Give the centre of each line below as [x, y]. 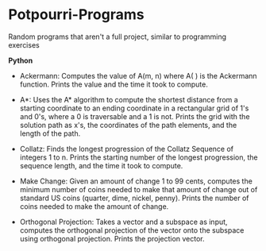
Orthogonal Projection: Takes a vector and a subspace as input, [123, 222]
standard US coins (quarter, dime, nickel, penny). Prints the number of [134, 198]
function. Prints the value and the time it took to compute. [114, 84]
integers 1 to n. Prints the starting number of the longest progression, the [139, 157]
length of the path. [50, 133]
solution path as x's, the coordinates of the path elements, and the [128, 125]
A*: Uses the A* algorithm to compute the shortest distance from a [129, 99]
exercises [24, 44]
